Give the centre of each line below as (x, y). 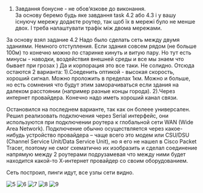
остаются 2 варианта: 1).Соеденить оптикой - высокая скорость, (90, 72)
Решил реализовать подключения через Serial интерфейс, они (87, 116)
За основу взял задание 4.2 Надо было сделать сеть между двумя (93, 40)
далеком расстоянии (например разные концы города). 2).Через (91, 91)
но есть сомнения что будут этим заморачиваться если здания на (92, 85)
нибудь (16, 135)
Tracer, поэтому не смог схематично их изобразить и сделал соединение (102, 148)
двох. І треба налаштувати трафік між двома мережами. (88, 28)
